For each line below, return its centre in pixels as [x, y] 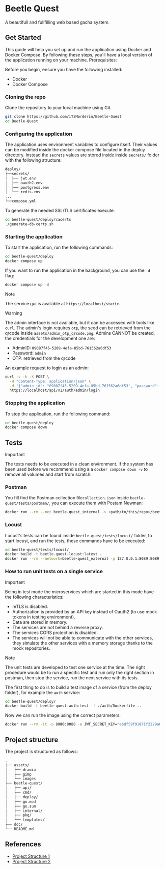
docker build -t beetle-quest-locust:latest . [54, 554]
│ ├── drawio [21, 770]
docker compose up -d [27, 285]
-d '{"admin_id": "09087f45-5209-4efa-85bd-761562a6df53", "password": [84, 386]
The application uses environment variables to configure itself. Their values [81, 145]
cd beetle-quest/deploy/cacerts [38, 220]
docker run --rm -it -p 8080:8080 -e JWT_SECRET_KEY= [61, 724]
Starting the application [34, 236]
